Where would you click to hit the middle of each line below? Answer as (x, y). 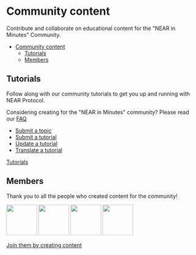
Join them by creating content (44, 245)
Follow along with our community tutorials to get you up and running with (98, 94)
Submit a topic (33, 131)
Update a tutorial (36, 143)
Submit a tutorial (36, 137)
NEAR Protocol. (26, 100)
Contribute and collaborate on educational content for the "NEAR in (91, 28)
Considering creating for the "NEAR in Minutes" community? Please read (98, 112)
